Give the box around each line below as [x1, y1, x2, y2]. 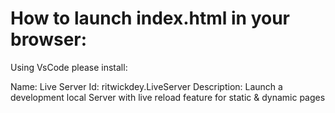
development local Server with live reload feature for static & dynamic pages [10, 91, 326, 103]
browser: [10, 28, 88, 51]
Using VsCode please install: [10, 61, 128, 73]
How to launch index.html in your [10, 7, 291, 30]
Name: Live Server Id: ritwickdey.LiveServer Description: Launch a [10, 80, 283, 92]
